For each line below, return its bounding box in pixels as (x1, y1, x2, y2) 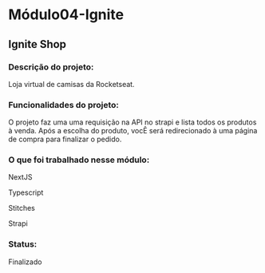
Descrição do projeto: (8, 61, 94, 73)
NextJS (8, 172, 33, 182)
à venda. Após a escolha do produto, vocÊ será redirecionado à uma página (8, 126, 258, 136)
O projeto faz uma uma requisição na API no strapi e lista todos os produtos (8, 117, 257, 127)
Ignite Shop (8, 38, 66, 51)
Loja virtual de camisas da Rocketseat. (8, 79, 135, 89)
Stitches (8, 204, 36, 213)
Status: (8, 239, 38, 250)
